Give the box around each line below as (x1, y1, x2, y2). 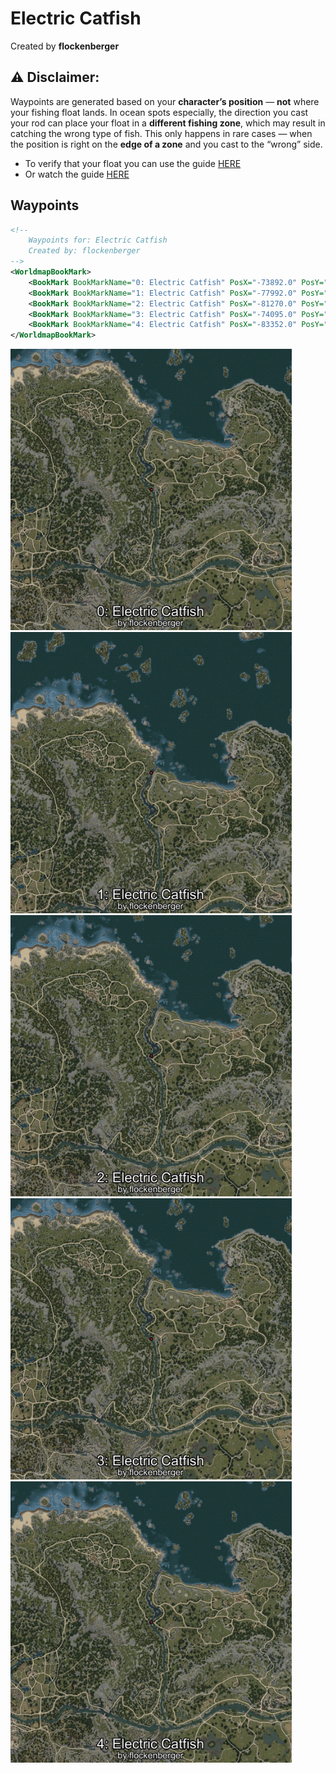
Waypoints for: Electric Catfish (28, 235, 168, 246)
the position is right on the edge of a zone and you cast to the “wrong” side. (10, 138, 323, 150)
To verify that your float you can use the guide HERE (24, 157, 242, 169)
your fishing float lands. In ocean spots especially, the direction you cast (10, 106, 309, 118)
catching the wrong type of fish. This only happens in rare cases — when (10, 127, 313, 139)
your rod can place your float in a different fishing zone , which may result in (10, 117, 326, 129)
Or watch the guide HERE (24, 168, 130, 180)
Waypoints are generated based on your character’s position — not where (10, 95, 320, 107)
